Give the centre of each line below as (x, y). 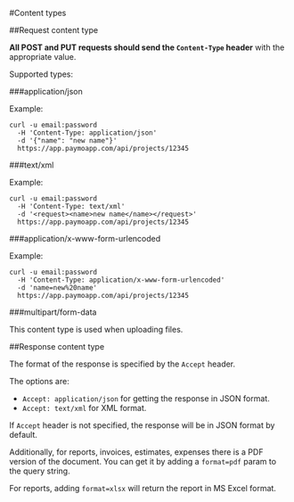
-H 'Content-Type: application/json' (87, 133)
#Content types (38, 13)
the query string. (40, 471)
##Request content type (54, 30)
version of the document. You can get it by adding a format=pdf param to (143, 461)
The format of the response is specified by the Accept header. (122, 364)
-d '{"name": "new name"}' (67, 141)
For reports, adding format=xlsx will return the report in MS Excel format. (143, 488)
